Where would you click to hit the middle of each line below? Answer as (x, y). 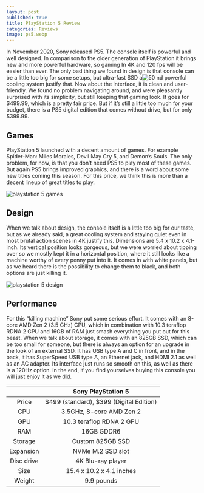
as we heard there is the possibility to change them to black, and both (93, 266)
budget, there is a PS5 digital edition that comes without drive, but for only (99, 110)
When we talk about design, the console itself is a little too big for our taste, (101, 228)
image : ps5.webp (27, 35)
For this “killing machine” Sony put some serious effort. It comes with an (97, 318)
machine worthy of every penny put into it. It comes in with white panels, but (102, 260)
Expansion (24, 451)
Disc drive (24, 461)
